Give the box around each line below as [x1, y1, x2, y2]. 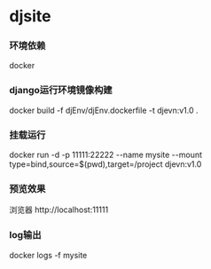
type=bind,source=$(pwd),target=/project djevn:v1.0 [9, 159, 202, 170]
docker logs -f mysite [9, 249, 88, 260]
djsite [9, 6, 51, 27]
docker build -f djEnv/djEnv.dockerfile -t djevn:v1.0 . [9, 105, 199, 115]
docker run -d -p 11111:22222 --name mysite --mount [9, 149, 202, 161]
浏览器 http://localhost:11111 [9, 204, 109, 215]
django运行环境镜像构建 [9, 84, 113, 97]
